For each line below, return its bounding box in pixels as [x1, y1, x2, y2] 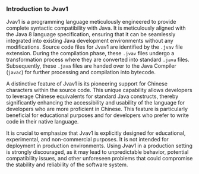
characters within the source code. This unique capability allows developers [6, 87, 192, 94]
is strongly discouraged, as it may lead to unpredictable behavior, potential [6, 148, 189, 156]
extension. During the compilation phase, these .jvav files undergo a [6, 50, 175, 57]
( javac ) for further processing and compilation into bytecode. [6, 69, 156, 76]
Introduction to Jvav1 [6, 5, 68, 13]
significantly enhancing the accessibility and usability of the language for [6, 99, 185, 106]
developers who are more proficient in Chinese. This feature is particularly [6, 106, 188, 113]
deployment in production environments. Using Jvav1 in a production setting [6, 142, 193, 150]
